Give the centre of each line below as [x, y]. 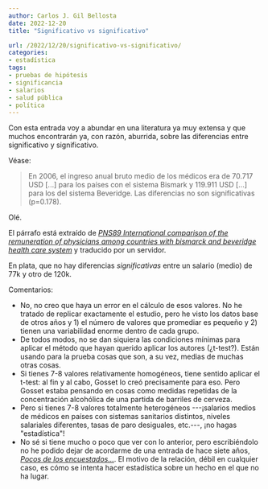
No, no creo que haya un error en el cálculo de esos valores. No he [131, 306]
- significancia [35, 82]
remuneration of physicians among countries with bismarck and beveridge [132, 241]
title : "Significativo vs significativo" [79, 31]
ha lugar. [35, 476]
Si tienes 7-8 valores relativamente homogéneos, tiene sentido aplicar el [140, 374]
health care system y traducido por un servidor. [87, 250]
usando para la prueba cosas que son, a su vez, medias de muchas [132, 357]
